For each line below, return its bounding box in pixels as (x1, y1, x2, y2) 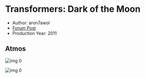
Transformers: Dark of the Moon (5, 3, 141, 15)
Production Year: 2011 (12, 30, 57, 36)
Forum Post (12, 25, 36, 31)
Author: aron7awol (12, 20, 50, 26)
